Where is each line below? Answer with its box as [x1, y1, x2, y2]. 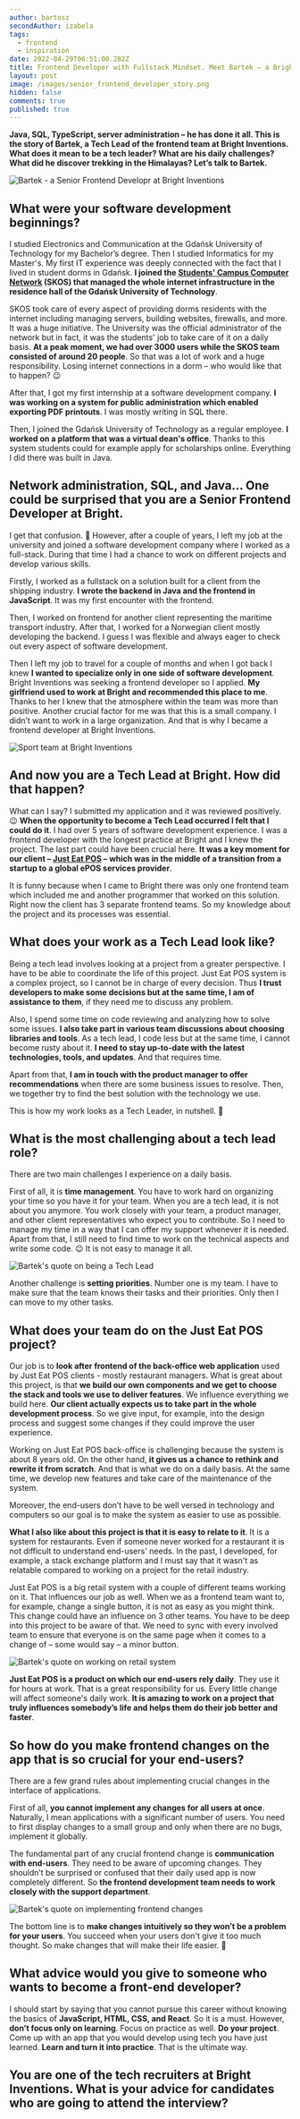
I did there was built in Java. [9, 453, 113, 464]
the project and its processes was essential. [9, 908, 171, 919]
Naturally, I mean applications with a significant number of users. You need [9, 1811, 286, 1822]
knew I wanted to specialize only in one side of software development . [9, 668, 275, 678]
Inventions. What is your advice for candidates [9, 2081, 275, 2097]
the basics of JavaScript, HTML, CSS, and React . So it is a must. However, [9, 2013, 285, 2023]
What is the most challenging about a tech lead [9, 1131, 277, 1146]
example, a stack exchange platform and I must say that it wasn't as [9, 1555, 259, 1566]
